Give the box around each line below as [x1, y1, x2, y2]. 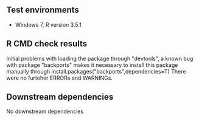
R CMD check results [6, 39, 88, 49]
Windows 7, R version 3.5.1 [15, 21, 82, 28]
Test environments [6, 5, 79, 15]
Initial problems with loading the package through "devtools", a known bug [6, 55, 194, 62]
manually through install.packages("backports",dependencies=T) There [6, 67, 186, 75]
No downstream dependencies [6, 108, 84, 115]
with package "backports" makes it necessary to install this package [6, 61, 178, 69]
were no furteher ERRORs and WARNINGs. [6, 74, 113, 81]
